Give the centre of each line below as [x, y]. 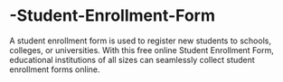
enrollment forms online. [55, 69]
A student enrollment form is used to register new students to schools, [140, 41]
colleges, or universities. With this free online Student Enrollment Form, [141, 50]
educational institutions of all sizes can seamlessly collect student [132, 59]
